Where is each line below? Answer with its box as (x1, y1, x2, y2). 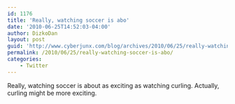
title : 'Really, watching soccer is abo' (7, 17, 130, 24)
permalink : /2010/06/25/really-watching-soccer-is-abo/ (7, 50, 173, 57)
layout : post (7, 36, 45, 43)
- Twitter (20, 62, 49, 69)
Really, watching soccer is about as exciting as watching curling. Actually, (7, 81, 220, 89)
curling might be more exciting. (7, 89, 97, 97)
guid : (7, 43, 23, 50)
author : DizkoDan (7, 29, 58, 37)
